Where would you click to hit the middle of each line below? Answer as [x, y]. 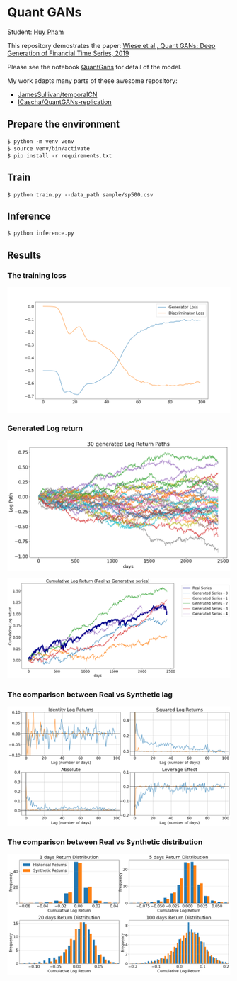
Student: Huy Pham [36, 32]
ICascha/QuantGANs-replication [64, 102]
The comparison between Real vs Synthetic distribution [105, 842]
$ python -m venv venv [41, 141]
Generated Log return [45, 428]
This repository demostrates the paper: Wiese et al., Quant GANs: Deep [111, 45]
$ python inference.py [41, 234]
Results [24, 255]
